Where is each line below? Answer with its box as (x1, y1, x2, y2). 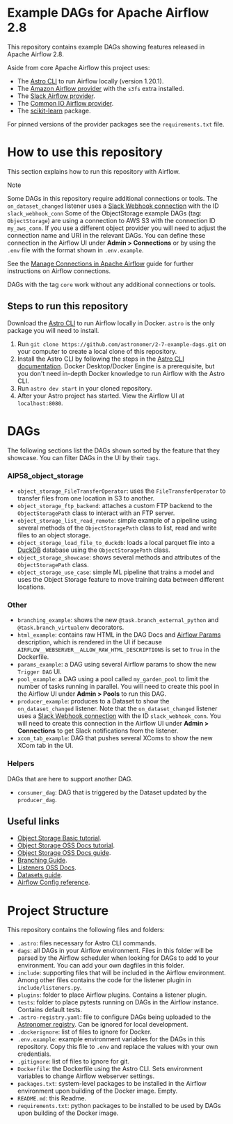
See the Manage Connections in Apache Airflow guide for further (7, 259, 194, 268)
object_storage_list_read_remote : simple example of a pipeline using (17, 516, 217, 524)
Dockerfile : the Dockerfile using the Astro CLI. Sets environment (17, 1065, 203, 1073)
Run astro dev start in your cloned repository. (17, 384, 152, 392)
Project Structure (7, 902, 109, 918)
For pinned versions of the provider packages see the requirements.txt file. (7, 120, 225, 128)
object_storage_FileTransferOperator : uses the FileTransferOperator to (17, 487, 226, 495)
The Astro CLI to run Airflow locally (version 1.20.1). (17, 76, 164, 85)
